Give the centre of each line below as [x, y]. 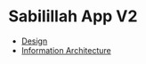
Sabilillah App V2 [73, 16]
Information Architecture [66, 50]
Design [34, 41]
